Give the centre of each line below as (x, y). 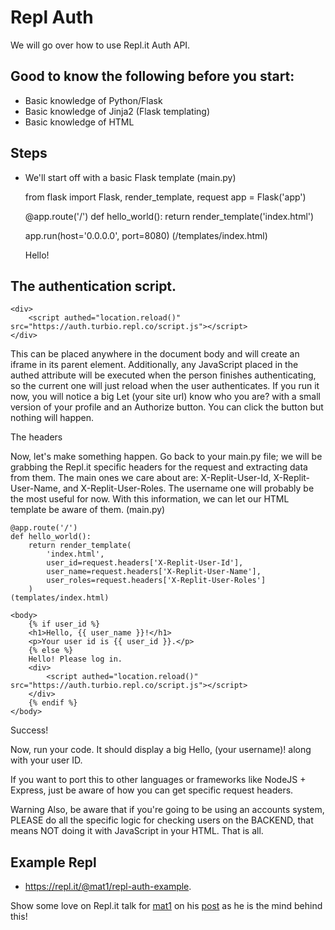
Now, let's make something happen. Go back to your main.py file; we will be (166, 457)
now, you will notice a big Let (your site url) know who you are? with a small (165, 397)
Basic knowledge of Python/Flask (93, 100)
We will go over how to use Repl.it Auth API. (100, 45)
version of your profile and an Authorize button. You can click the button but (167, 407)
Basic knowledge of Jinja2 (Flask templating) (117, 111)
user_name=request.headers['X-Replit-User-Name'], (154, 572)
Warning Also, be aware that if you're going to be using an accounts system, (167, 810)
